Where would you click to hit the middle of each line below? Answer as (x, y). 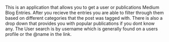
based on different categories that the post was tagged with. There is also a (84, 18)
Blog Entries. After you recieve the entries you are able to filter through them (84, 13)
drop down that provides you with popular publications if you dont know (80, 23)
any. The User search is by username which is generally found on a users (81, 29)
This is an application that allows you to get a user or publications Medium (82, 7)
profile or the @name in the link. (38, 34)
